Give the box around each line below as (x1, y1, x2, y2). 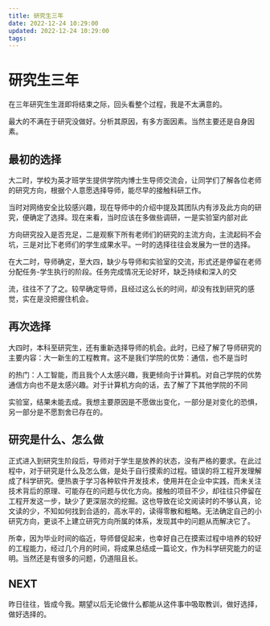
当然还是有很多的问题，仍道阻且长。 (22, 553, 142, 563)
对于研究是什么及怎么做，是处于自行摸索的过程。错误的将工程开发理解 (29, 466, 262, 476)
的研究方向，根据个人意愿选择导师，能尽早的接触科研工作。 (8, 186, 206, 195)
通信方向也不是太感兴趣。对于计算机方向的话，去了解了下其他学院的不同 (8, 380, 247, 389)
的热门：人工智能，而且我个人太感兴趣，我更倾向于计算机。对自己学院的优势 (8, 369, 262, 379)
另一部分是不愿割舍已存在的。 (8, 407, 107, 417)
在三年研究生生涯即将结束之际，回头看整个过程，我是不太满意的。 (8, 100, 227, 109)
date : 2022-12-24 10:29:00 (8, 19, 99, 27)
